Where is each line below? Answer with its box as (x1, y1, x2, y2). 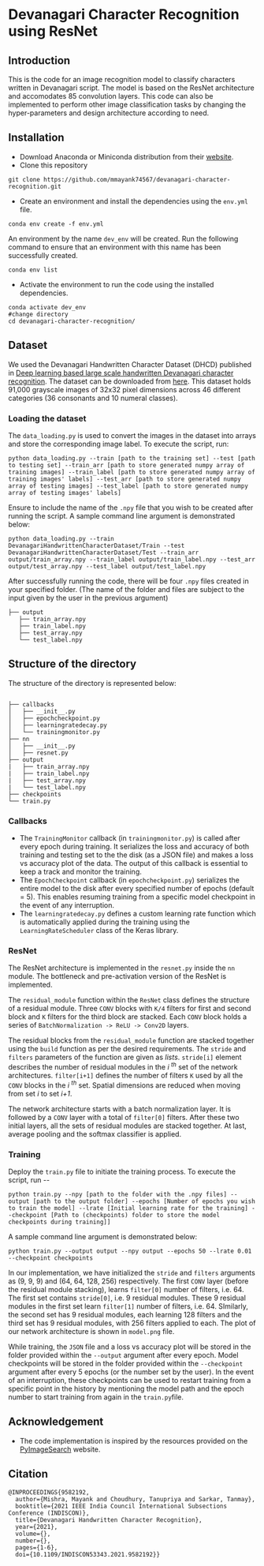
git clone (8, 175, 41, 183)
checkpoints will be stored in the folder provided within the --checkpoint (8, 1358, 244, 1368)
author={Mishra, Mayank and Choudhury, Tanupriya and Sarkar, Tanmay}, (15, 1495, 256, 1503)
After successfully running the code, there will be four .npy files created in (8, 576, 250, 586)
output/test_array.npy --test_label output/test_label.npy (8, 562, 206, 570)
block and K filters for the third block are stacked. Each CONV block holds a (8, 1012, 247, 1021)
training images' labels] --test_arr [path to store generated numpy (8, 475, 242, 483)
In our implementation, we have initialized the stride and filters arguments (8, 1268, 256, 1277)
